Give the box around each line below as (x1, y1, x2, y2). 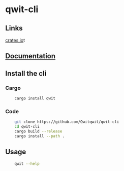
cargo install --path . (14, 133, 65, 139)
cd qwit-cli (14, 124, 40, 129)
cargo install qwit (14, 96, 56, 101)
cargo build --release (14, 129, 63, 134)
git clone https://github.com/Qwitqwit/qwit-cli (14, 119, 119, 125)
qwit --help (14, 161, 40, 166)
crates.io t (5, 37, 25, 43)
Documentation (5, 52, 56, 60)
